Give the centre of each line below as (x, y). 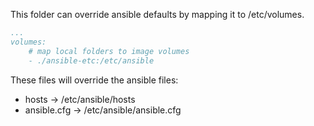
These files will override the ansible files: (94, 80)
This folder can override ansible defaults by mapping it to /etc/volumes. (157, 14)
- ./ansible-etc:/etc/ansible (91, 60)
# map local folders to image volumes (109, 51)
